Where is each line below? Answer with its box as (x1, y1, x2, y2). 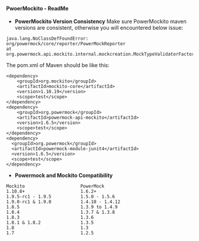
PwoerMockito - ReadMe (6, 5, 69, 12)
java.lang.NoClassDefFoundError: (6, 36, 89, 42)
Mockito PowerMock (6, 183, 105, 189)
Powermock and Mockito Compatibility (14, 172, 113, 179)
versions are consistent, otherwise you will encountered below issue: (14, 24, 184, 31)
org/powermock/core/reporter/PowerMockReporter (6, 41, 126, 47)
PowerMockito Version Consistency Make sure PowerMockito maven (14, 18, 187, 25)
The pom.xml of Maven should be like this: (6, 62, 110, 69)
